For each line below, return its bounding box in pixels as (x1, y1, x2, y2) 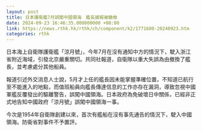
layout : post (6, 8, 39, 15)
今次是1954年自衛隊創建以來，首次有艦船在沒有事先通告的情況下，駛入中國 (6, 111, 192, 118)
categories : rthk (6, 31, 50, 37)
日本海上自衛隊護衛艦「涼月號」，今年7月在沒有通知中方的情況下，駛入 (6, 48, 180, 56)
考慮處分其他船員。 (22, 63, 70, 71)
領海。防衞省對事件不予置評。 (6, 118, 80, 126)
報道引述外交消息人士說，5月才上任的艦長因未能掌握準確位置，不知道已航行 (6, 76, 194, 83)
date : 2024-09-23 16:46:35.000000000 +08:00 (6, 20, 120, 26)
